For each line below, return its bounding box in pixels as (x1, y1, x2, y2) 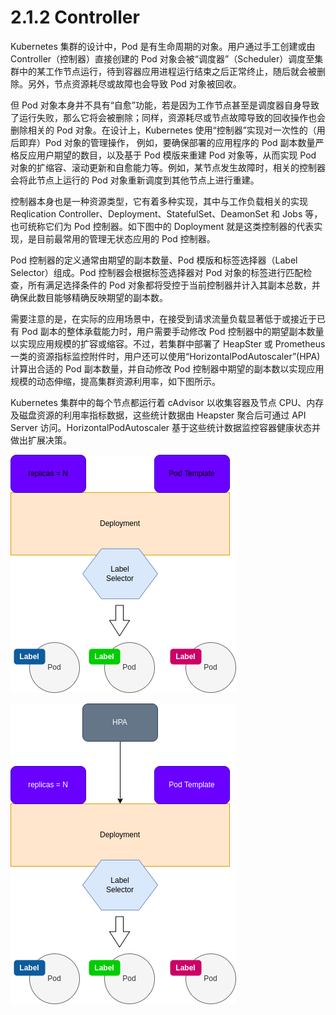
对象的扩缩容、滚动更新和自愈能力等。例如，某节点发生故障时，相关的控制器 (10, 161, 326, 173)
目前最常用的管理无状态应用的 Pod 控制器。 (36, 232, 216, 245)
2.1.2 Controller (10, 6, 140, 29)
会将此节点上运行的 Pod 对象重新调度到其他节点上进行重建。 (10, 174, 260, 186)
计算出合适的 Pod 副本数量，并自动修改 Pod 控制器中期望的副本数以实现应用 (10, 362, 325, 375)
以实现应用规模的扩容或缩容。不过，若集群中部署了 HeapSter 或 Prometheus (10, 337, 326, 350)
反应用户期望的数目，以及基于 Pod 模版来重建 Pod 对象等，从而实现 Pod (18, 149, 317, 161)
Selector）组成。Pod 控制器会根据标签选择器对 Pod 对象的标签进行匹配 (10, 266, 304, 278)
